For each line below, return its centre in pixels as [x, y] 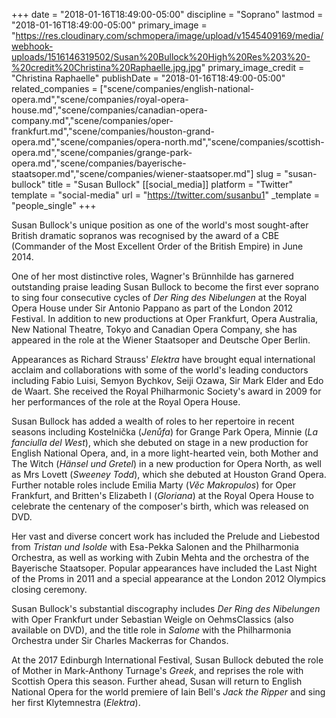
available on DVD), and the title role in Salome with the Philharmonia [151, 630]
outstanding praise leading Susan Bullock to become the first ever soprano [165, 287]
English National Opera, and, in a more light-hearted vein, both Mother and [165, 453]
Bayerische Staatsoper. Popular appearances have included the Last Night [164, 568]
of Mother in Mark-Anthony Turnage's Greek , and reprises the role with [157, 670]
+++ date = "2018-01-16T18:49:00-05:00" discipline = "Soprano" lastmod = [167, 14]
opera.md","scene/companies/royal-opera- [100, 99]
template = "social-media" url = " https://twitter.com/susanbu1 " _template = [165, 195]
